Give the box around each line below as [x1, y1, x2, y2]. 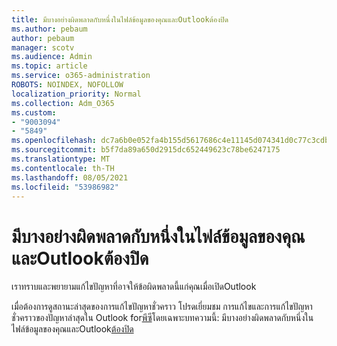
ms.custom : [11, 107, 57, 118]
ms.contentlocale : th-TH [11, 163, 115, 173]
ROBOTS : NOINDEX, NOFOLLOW [11, 80, 124, 90]
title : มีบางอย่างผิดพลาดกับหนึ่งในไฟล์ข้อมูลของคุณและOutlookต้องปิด [11, 14, 229, 25]
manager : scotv [11, 42, 75, 53]
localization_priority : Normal [11, 89, 142, 99]
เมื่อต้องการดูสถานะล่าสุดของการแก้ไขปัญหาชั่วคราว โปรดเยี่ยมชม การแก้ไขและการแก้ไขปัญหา [11, 301, 313, 313]
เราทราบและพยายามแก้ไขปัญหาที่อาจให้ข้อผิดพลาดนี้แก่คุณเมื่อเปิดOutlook [11, 281, 257, 293]
